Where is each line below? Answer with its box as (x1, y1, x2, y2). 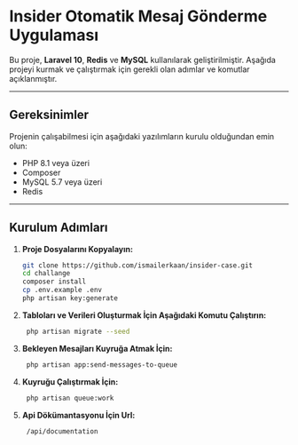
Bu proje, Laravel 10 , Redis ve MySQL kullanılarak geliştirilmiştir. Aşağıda (9, 54, 277, 65)
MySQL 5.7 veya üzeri (21, 176, 103, 187)
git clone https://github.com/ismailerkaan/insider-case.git (21, 260, 254, 270)
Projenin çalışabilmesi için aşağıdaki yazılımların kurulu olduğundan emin (9, 131, 275, 141)
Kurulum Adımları (9, 220, 108, 235)
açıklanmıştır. (9, 73, 58, 83)
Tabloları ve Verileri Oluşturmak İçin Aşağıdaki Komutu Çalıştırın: (21, 309, 267, 321)
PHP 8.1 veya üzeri (21, 157, 90, 168)
